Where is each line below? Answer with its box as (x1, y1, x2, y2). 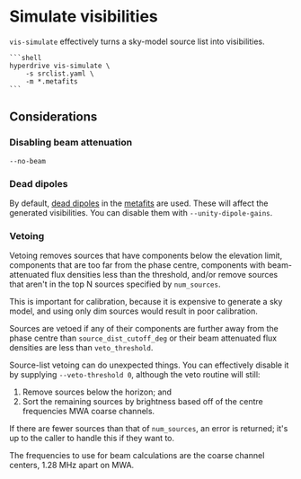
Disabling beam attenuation (9, 137, 133, 149)
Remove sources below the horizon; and (22, 386, 173, 397)
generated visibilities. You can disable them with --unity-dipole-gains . (9, 207, 273, 217)
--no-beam (9, 156, 47, 165)
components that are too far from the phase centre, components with (9, 260, 266, 271)
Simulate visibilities (9, 6, 159, 27)
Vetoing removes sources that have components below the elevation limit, (9, 250, 283, 262)
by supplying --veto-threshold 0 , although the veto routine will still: (9, 369, 261, 380)
